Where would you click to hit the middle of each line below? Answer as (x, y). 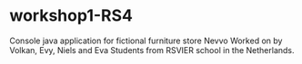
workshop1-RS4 (71, 16)
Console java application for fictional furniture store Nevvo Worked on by (146, 41)
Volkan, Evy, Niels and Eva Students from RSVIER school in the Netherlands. (152, 50)
